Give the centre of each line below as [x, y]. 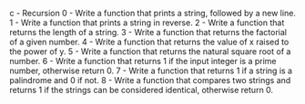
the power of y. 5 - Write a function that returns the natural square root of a [150, 52]
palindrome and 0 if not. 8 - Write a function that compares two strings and [150, 80]
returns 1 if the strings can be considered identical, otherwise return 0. [142, 90]
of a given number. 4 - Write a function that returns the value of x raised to [149, 42]
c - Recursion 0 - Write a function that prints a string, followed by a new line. [152, 13]
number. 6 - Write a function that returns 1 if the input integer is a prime [143, 61]
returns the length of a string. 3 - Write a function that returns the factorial [148, 32]
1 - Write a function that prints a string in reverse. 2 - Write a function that [147, 23]
